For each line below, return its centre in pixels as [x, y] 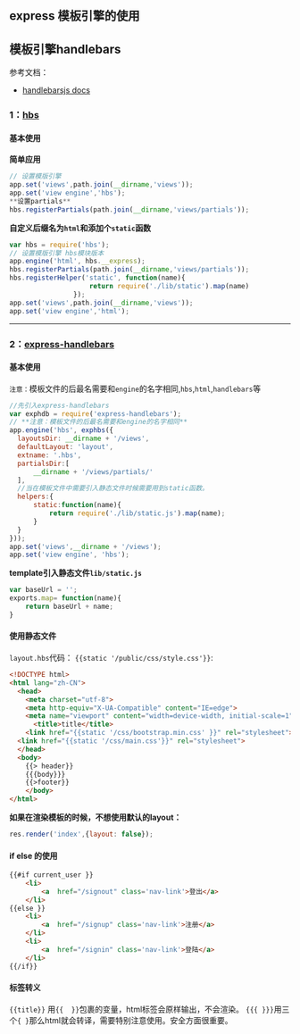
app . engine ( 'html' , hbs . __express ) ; [77, 262]
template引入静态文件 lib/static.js [76, 573]
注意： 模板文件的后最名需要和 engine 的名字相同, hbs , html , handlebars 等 [135, 388]
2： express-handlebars [62, 344]
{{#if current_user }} [51, 875]
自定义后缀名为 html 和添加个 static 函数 [80, 228]
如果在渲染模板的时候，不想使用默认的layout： [96, 817]
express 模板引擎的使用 [75, 16]
